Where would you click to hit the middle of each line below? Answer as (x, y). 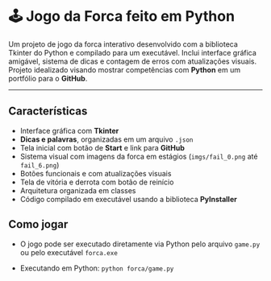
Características (48, 112)
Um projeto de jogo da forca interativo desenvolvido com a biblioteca (123, 44)
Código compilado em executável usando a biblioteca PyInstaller (129, 199)
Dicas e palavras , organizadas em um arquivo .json (106, 139)
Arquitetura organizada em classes (78, 190)
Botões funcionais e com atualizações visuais (96, 173)
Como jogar (38, 224)
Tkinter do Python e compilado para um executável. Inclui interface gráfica (132, 52)
